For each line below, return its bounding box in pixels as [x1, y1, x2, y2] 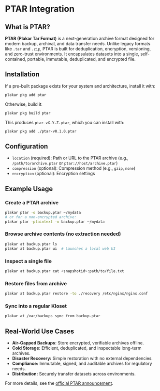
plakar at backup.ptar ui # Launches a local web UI [5, 246, 116, 251]
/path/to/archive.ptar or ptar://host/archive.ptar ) [12, 160, 118, 166]
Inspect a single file [5, 258, 52, 264]
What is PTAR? [5, 23, 51, 31]
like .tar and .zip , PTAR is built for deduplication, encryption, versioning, [5, 46, 151, 51]
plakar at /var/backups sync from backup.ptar [5, 314, 101, 319]
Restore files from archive [5, 280, 67, 287]
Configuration [5, 142, 48, 150]
